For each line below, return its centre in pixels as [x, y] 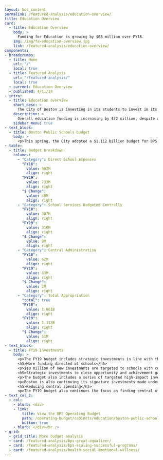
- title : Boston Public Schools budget [49, 132]
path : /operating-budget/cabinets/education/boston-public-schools [92, 418]
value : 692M [38, 168]
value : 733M [38, 182]
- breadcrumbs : [20, 55]
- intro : [13, 96]
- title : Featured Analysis [37, 73]
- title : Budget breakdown [36, 150]
